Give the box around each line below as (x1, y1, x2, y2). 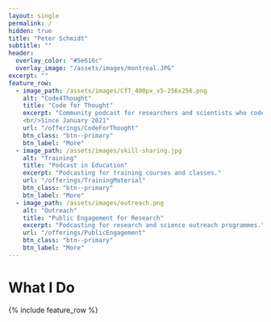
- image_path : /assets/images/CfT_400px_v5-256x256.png (15, 86, 207, 95)
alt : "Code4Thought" (23, 94, 92, 102)
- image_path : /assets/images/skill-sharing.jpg (15, 147, 182, 155)
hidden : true (8, 27, 52, 35)
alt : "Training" (23, 154, 78, 162)
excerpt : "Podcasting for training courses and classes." (23, 169, 222, 177)
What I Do (8, 279, 75, 296)
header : (8, 49, 35, 57)
